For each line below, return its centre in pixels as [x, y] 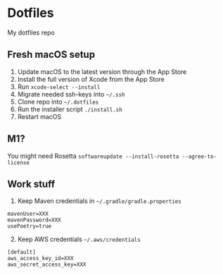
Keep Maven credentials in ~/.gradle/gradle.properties [99, 201]
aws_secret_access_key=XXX [47, 265]
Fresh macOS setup [51, 55]
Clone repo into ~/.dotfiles [58, 102]
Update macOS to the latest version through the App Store [102, 71]
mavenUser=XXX [28, 214]
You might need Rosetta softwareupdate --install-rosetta [93, 156]
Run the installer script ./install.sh [70, 109]
